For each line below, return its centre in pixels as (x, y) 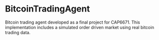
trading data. (18, 32)
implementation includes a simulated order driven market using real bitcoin (79, 27)
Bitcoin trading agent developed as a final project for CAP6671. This (73, 22)
